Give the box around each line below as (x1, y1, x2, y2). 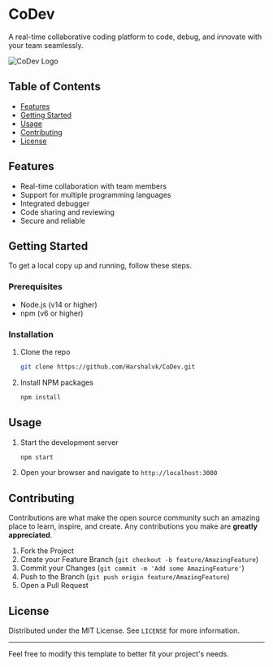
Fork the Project (19, 546, 75, 556)
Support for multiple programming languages (19, 190, 171, 199)
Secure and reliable (19, 216, 85, 225)
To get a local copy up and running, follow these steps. (8, 261, 193, 271)
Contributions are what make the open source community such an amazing (8, 513, 260, 523)
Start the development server (19, 437, 119, 447)
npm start (19, 453, 54, 461)
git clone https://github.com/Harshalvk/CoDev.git (19, 363, 196, 371)
